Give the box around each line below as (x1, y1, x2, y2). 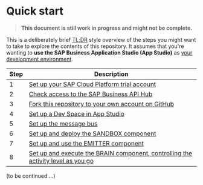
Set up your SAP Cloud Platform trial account (28, 80, 156, 89)
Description (94, 70, 129, 78)
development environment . (6, 55, 74, 62)
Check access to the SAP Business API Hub (28, 90, 153, 98)
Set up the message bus (28, 119, 98, 128)
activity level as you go (28, 156, 94, 165)
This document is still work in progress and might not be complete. (21, 24, 193, 32)
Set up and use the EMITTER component (28, 139, 144, 147)
